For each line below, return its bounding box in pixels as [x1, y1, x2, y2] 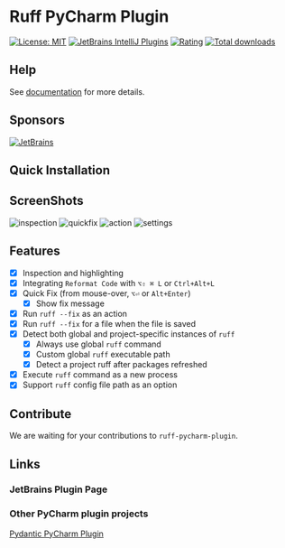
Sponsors [9, 113, 65, 128]
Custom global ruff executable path [35, 349, 170, 360]
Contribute [9, 406, 72, 422]
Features [9, 244, 60, 259]
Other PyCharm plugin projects [9, 507, 149, 520]
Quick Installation [9, 163, 111, 178]
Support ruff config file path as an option [22, 379, 178, 390]
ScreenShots [9, 193, 84, 209]
